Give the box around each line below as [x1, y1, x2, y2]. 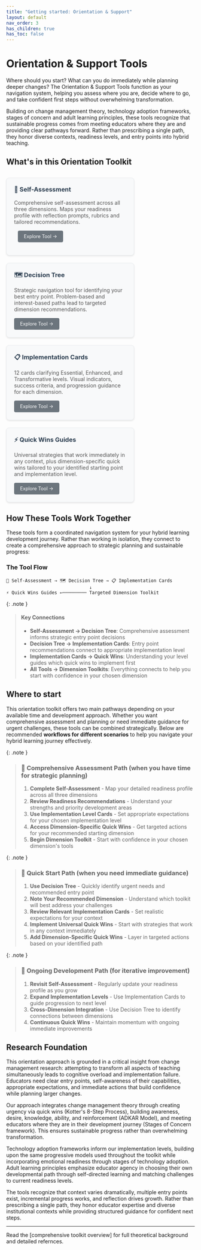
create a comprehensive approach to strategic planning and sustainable [6, 542, 184, 549]
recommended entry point [29, 889, 95, 896]
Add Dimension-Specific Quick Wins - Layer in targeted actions [29, 934, 190, 941]
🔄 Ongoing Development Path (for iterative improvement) [20, 967, 190, 975]
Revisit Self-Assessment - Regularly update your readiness [29, 980, 178, 988]
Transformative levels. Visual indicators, [14, 375, 112, 382]
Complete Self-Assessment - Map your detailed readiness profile [29, 785, 193, 792]
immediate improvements [29, 1025, 93, 1032]
